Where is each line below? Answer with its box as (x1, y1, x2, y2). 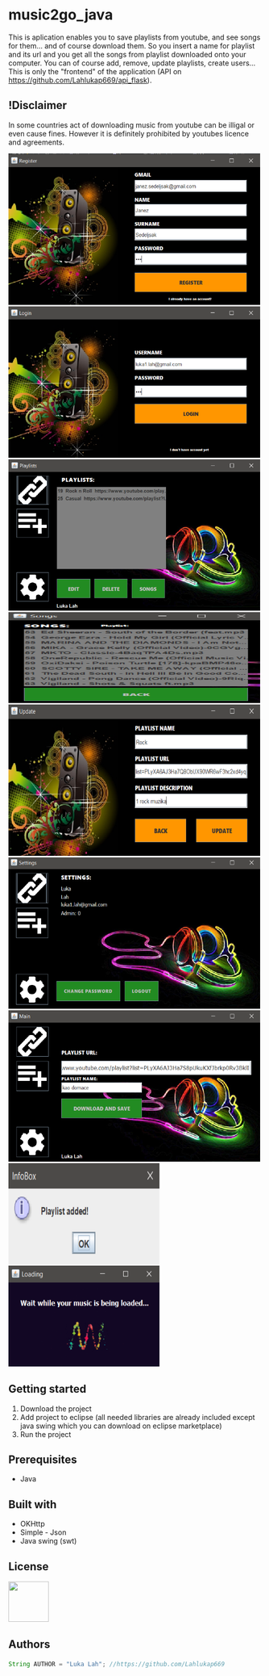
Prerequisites (8, 1452, 77, 1466)
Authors (8, 1637, 51, 1652)
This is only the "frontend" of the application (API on (8, 66, 182, 76)
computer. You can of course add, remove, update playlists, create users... (8, 58, 256, 68)
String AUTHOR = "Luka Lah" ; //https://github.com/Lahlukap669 (8, 1660, 226, 1668)
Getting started (8, 1382, 87, 1396)
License (8, 1560, 49, 1573)
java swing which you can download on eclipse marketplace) (19, 1421, 223, 1431)
